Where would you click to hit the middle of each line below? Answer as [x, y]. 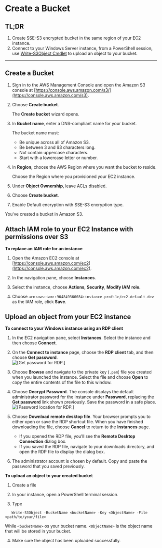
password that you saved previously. [48, 467]
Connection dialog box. [43, 441]
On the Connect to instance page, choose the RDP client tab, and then [83, 353]
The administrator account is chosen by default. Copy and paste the [80, 461]
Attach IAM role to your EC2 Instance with [69, 229]
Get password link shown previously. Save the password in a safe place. [84, 402]
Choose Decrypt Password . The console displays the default [73, 392]
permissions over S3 [37, 237]
